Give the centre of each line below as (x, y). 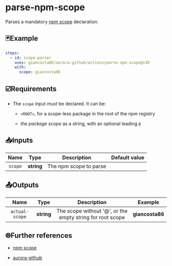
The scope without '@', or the (92, 211)
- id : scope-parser (31, 58)
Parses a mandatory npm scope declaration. (52, 22)
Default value (128, 157)
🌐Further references (39, 235)
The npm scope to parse (77, 166)
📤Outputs (22, 185)
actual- (19, 211)
